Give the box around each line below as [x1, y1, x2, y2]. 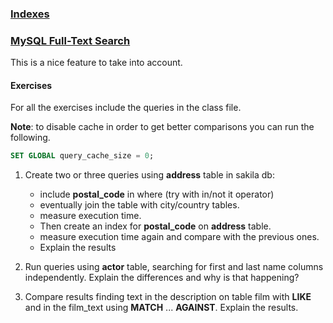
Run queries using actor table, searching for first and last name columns [24, 261, 324, 273]
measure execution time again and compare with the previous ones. [39, 231, 320, 243]
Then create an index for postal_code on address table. [39, 220, 272, 232]
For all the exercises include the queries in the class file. [10, 102, 242, 114]
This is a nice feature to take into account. [10, 57, 183, 69]
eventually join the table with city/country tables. [39, 199, 240, 211]
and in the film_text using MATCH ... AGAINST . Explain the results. [24, 302, 299, 314]
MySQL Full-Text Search [10, 33, 131, 47]
